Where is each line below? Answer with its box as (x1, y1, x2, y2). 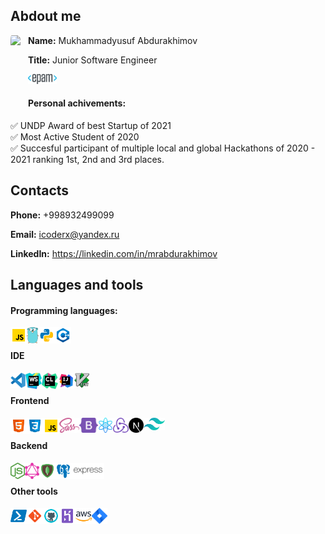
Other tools (10, 485, 58, 497)
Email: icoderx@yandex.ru (10, 228, 120, 240)
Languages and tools (10, 277, 144, 294)
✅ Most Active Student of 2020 (10, 131, 140, 143)
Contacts (10, 182, 70, 199)
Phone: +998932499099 (10, 209, 115, 221)
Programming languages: (10, 304, 118, 316)
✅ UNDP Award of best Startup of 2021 (10, 120, 172, 132)
